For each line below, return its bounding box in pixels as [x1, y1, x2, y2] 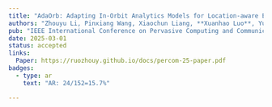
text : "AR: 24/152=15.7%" [23, 79, 111, 87]
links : [8, 49, 31, 57]
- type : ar [15, 72, 53, 80]
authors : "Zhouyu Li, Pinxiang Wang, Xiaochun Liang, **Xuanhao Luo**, [8, 19, 255, 27]
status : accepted [8, 42, 67, 50]
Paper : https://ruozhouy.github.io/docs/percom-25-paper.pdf [15, 57, 227, 65]
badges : [8, 64, 35, 72]
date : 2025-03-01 [8, 34, 67, 43]
